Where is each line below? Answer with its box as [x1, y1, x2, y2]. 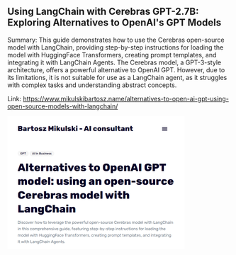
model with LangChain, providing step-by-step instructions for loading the [7, 42, 224, 52]
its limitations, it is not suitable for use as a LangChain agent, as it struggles [7, 73, 227, 81]
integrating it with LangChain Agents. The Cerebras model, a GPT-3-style [7, 58, 222, 67]
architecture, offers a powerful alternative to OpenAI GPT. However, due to [7, 65, 225, 74]
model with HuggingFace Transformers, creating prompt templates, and [7, 50, 217, 59]
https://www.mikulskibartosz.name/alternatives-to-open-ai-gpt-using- [23, 94, 229, 103]
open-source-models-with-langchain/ [7, 102, 118, 110]
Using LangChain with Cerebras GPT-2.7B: [7, 6, 199, 18]
